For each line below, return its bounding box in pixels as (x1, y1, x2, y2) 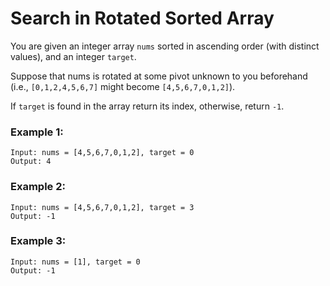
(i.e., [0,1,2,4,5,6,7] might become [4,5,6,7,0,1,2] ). (10, 80, 236, 92)
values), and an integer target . (10, 50, 137, 62)
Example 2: (10, 180, 66, 194)
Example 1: (10, 125, 64, 139)
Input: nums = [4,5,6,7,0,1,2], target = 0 (10, 148, 195, 158)
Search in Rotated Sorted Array (10, 7, 275, 30)
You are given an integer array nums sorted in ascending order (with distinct (10, 40, 320, 52)
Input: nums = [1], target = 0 (10, 257, 141, 267)
